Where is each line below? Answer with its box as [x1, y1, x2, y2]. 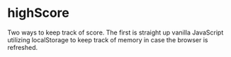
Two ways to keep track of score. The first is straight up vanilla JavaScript [7, 28, 224, 37]
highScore [7, 5, 69, 21]
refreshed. [7, 43, 38, 51]
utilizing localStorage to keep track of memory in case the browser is [7, 35, 208, 44]
